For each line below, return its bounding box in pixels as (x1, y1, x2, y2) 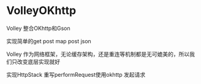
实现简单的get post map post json (6, 37, 92, 44)
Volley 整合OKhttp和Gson (6, 24, 70, 32)
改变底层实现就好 (17, 58, 60, 65)
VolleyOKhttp (6, 4, 77, 18)
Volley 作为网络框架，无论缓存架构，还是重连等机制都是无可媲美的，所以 (6, 50, 190, 58)
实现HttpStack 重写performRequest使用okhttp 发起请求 (6, 71, 146, 78)
